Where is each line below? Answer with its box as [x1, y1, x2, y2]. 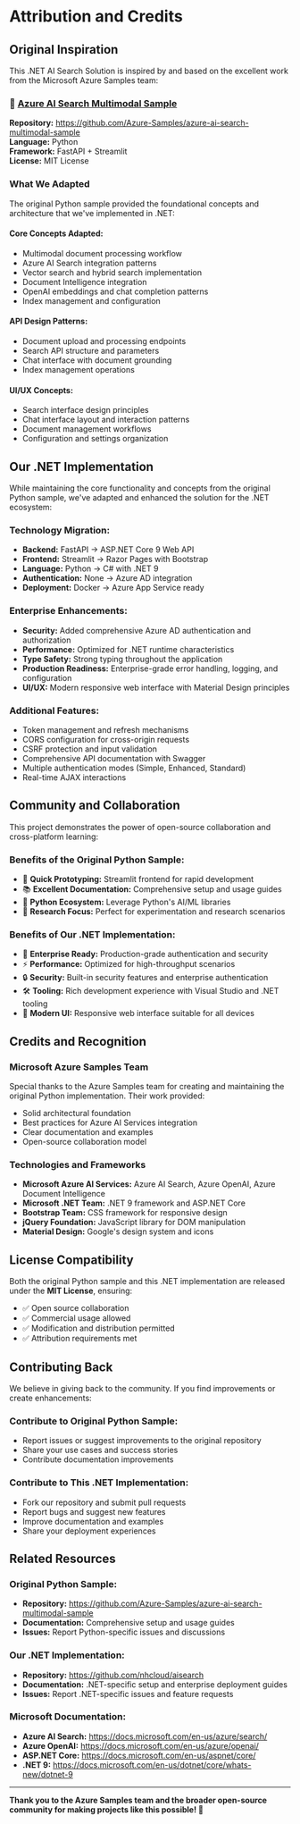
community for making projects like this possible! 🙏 [9, 1803, 204, 1815]
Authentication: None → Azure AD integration [21, 573, 193, 584]
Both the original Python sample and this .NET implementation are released [9, 1276, 286, 1287]
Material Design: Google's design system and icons [21, 1226, 214, 1237]
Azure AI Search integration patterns [21, 257, 157, 268]
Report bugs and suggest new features [21, 1506, 167, 1517]
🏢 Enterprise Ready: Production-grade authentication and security [21, 949, 269, 960]
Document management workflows [21, 424, 152, 434]
